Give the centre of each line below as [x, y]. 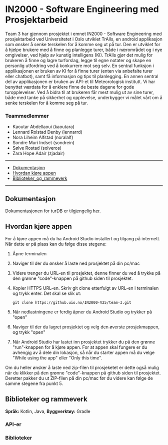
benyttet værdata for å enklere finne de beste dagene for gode [70, 87]
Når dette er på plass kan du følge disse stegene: [56, 244]
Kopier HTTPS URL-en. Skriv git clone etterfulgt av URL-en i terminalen [85, 288]
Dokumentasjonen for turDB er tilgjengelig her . [53, 211]
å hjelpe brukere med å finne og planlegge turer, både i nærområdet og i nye [84, 50]
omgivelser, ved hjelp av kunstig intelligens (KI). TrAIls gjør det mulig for [79, 55]
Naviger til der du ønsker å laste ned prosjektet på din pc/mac [76, 263]
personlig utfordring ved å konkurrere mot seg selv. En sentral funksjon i [79, 66]
